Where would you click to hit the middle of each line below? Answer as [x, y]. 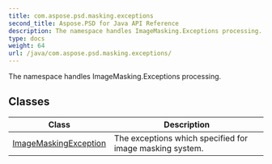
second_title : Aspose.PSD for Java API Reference [94, 23]
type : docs [27, 38]
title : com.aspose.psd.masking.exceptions [81, 16]
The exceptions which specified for [181, 138]
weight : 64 [27, 46]
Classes [29, 102]
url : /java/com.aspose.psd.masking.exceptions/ [90, 53]
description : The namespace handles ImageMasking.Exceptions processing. [136, 31]
